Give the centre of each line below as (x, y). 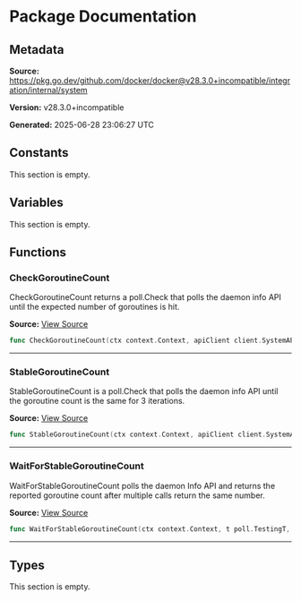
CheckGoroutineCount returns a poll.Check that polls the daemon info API (146, 297)
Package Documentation (103, 17)
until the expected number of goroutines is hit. (95, 307)
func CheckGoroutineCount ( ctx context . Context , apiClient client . (136, 341)
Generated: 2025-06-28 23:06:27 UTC (82, 124)
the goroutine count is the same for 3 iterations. (97, 401)
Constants (39, 153)
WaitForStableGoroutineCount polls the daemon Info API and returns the (142, 485)
